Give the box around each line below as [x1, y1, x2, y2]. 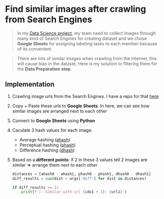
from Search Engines [5, 14, 92, 25]
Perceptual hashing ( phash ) [19, 142, 76, 148]
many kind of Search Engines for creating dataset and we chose [17, 35, 147, 41]
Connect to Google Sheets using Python [12, 117, 95, 124]
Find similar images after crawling [5, 3, 146, 15]
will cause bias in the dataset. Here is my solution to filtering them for [17, 61, 157, 66]
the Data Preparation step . [17, 66, 72, 72]
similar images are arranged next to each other [12, 108, 107, 114]
